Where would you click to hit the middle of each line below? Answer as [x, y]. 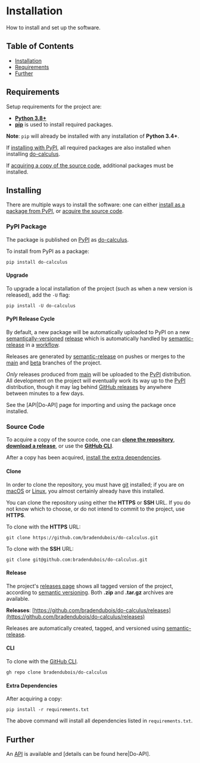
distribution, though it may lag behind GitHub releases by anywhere [89, 387]
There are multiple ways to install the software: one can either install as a [96, 205]
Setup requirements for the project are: [54, 106]
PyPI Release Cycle [31, 319]
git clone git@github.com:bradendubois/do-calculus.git [77, 560]
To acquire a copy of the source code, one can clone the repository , [90, 440]
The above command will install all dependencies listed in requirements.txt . [99, 721]
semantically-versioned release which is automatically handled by [87, 339]
